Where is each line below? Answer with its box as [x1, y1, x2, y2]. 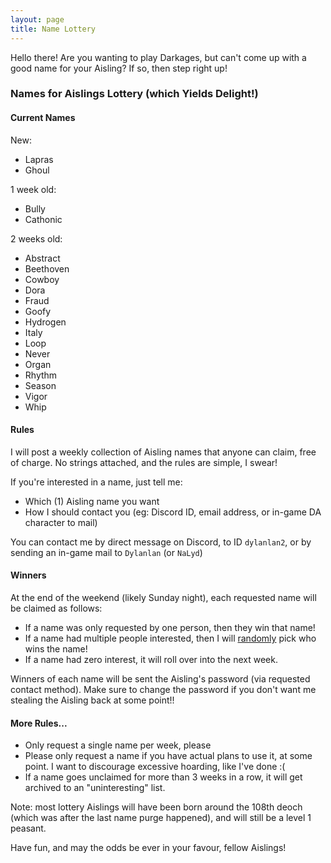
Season [24, 379, 57, 391]
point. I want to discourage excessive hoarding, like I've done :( [24, 761, 286, 773]
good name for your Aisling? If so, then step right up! [10, 62, 228, 74]
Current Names [10, 112, 76, 124]
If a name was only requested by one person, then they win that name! [24, 622, 316, 634]
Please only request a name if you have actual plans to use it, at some [24, 750, 313, 762]
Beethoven [24, 262, 70, 275]
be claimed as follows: [10, 602, 103, 615]
